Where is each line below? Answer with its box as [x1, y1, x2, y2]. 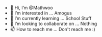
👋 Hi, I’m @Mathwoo [10, 5, 53, 10]
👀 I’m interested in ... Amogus [10, 10, 72, 16]
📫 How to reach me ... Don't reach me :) [10, 26, 95, 32]
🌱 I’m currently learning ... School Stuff [10, 15, 92, 21]
